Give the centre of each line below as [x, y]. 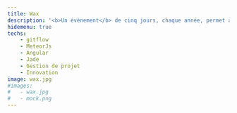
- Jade [30, 60]
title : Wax [23, 14]
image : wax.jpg [30, 79]
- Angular [35, 53]
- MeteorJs [36, 46]
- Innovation [39, 72]
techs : [17, 33]
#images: [20, 86]
